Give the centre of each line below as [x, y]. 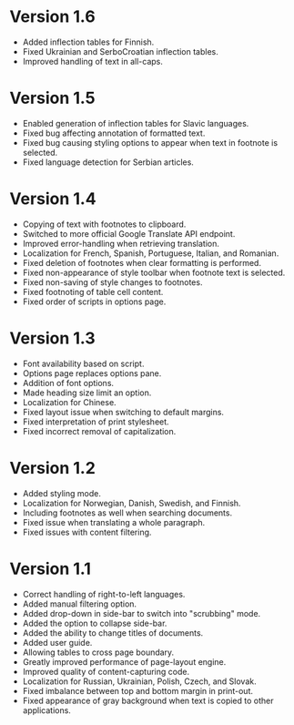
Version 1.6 [52, 17]
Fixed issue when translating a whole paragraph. [114, 522]
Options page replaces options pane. [92, 373]
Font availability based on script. [83, 363]
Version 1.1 [50, 569]
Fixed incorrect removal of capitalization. [99, 431]
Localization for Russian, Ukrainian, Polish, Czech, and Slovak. [139, 681]
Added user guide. [57, 642]
